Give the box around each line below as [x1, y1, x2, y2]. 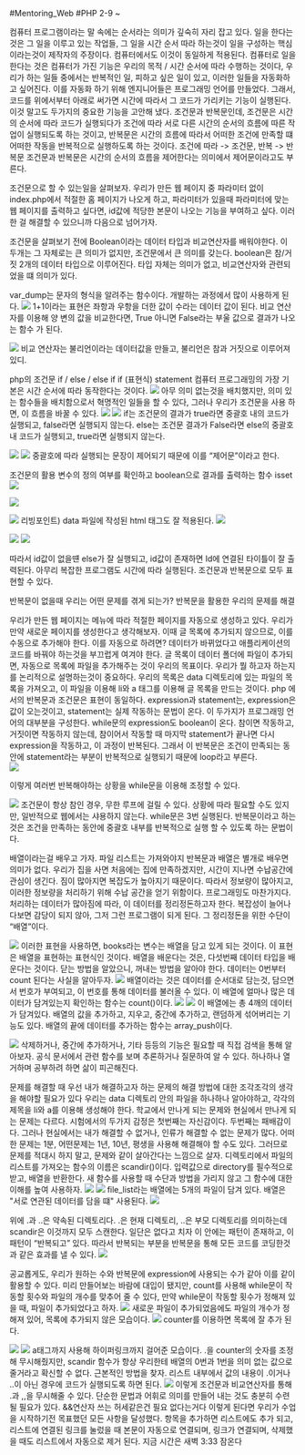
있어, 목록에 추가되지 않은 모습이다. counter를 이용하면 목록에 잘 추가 [25, 1314, 282, 1325]
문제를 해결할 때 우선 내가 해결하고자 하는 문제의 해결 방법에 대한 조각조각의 [9, 1081, 277, 1092]
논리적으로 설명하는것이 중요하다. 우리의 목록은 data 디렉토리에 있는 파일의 [18, 671, 284, 682]
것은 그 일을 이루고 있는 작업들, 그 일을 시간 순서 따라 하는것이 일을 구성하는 [9, 38, 276, 48]
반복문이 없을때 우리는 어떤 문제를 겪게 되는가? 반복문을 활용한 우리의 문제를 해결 [9, 596, 296, 606]
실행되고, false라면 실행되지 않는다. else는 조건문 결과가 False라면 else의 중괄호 [9, 419, 294, 430]
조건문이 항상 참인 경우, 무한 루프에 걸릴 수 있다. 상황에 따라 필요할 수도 [20, 799, 273, 810]
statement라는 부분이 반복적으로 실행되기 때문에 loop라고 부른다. [25, 752, 258, 762]
